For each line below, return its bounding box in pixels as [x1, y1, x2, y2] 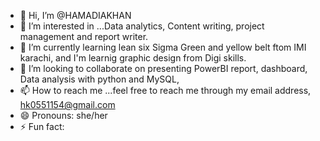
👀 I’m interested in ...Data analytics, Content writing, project [19, 20, 265, 32]
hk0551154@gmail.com [19, 99, 116, 110]
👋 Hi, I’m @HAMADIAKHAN [19, 10, 132, 21]
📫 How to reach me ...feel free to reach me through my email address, [19, 85, 312, 96]
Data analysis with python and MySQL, [19, 73, 180, 85]
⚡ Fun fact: [19, 121, 65, 132]
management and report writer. [19, 31, 149, 42]
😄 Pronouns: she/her [19, 110, 108, 121]
